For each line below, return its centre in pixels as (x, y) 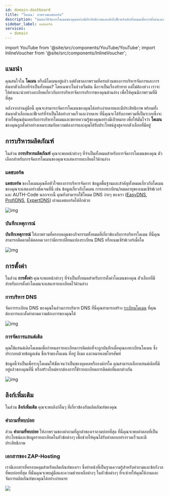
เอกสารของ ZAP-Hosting (33, 456)
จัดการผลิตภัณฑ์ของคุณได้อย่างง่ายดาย (36, 478)
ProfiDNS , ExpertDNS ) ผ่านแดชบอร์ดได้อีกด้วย (48, 200)
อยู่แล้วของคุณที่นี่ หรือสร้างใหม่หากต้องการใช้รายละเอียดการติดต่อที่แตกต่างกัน (69, 369)
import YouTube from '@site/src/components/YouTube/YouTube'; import (80, 48)
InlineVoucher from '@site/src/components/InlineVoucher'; (66, 53)
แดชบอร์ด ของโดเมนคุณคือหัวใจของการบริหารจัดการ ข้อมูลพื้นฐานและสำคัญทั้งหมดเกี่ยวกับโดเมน (84, 183)
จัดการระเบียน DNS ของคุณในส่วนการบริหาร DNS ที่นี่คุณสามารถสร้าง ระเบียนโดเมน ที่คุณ (81, 308)
